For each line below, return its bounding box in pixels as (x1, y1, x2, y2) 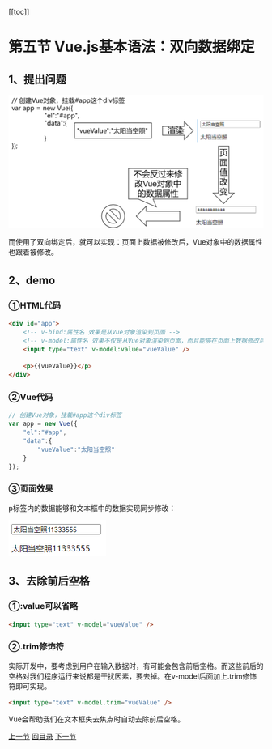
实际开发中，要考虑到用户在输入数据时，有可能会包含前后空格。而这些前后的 (8, 661, 264, 670)
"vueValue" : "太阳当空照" (37, 445, 115, 453)
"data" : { (23, 437, 53, 445)
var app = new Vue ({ (8, 420, 79, 428)
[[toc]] (8, 7, 30, 16)
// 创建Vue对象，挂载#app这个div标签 (8, 411, 122, 419)
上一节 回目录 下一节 (8, 731, 77, 741)
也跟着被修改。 (8, 247, 58, 257)
